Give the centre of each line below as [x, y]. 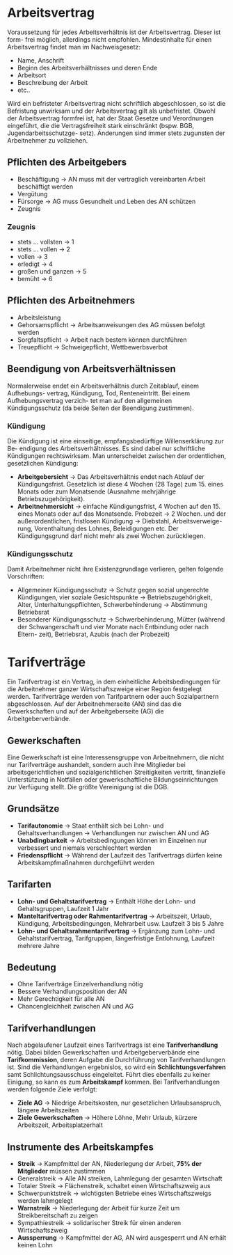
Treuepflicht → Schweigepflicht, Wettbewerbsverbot [93, 347]
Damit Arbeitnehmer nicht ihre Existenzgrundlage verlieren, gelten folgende [115, 569]
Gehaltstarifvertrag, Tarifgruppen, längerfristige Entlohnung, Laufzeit [116, 938]
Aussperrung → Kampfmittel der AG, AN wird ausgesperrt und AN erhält [122, 1238]
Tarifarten [30, 884]
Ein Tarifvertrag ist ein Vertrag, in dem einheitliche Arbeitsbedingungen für [114, 682]
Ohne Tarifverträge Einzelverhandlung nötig [80, 984]
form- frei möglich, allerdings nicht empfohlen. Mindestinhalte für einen [110, 39]
